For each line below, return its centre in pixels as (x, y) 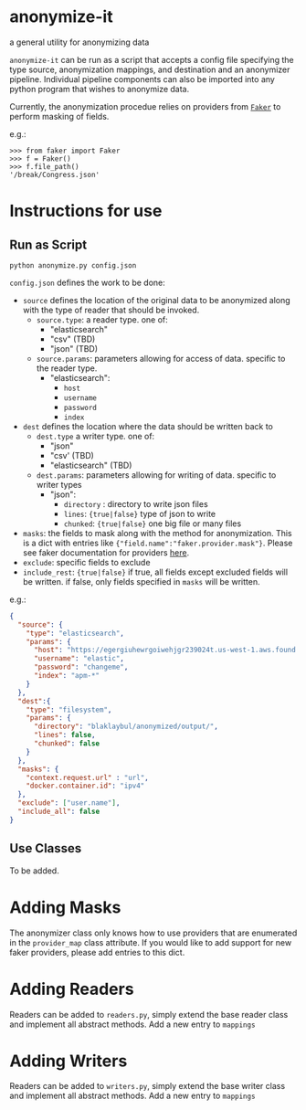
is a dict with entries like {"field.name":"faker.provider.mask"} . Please (158, 543)
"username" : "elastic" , (79, 659)
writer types (59, 484)
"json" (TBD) (74, 348)
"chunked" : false (67, 744)
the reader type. (67, 368)
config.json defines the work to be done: (88, 282)
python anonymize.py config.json (73, 265)
